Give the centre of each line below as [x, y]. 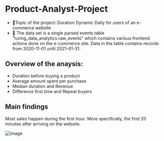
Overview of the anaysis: [44, 64]
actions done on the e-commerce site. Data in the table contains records [85, 43]
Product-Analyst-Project [56, 9]
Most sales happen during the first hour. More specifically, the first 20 [76, 118]
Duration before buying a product [46, 76]
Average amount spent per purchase [49, 81]
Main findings [27, 107]
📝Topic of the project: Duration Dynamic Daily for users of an [74, 23]
